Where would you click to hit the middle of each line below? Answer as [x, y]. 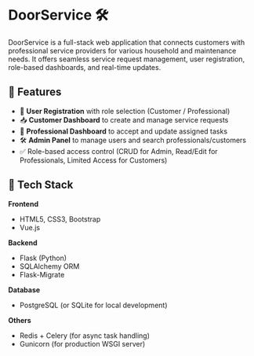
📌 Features [35, 92]
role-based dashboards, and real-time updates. [85, 67]
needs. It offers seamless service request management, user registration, [127, 59]
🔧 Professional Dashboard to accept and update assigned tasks [123, 131]
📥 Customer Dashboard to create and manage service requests [124, 119]
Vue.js [30, 227]
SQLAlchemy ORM [49, 266]
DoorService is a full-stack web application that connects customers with [127, 42]
